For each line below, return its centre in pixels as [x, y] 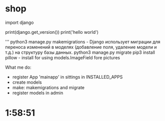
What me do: [18, 67]
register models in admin [38, 93]
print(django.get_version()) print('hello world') [52, 32]
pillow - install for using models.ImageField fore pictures [63, 57]
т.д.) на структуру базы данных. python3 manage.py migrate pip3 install [80, 52]
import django [19, 22]
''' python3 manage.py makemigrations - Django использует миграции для [83, 42]
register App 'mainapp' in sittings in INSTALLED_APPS [67, 77]
